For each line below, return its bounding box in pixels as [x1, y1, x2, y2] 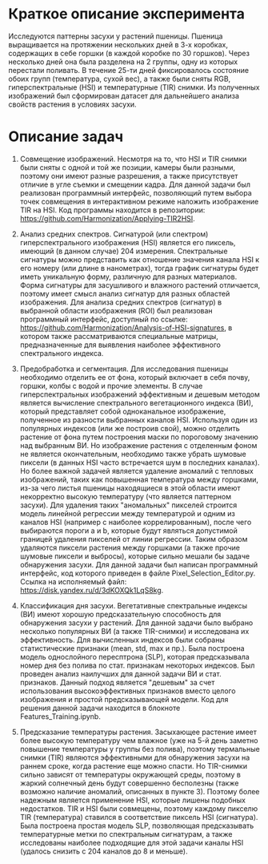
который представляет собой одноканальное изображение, [19, 406, 226, 416]
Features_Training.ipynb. [19, 711, 102, 721]
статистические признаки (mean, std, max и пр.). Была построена [19, 643, 246, 653]
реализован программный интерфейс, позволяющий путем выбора [19, 188, 252, 197]
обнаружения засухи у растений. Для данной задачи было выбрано [19, 618, 254, 628]
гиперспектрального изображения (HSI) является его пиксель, [19, 237, 236, 247]
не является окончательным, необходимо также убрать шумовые [19, 449, 246, 458]
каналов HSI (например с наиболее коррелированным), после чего [19, 517, 252, 527]
